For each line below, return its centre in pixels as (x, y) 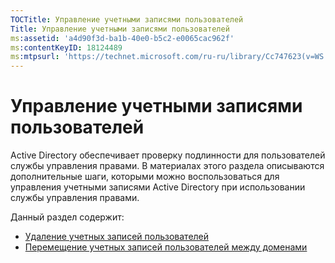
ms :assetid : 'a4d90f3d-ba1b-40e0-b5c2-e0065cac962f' (122, 38)
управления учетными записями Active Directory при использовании (158, 187)
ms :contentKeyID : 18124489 (66, 47)
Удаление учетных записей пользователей (117, 237)
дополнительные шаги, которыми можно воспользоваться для (145, 177)
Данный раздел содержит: (67, 217)
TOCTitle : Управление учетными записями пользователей (127, 19)
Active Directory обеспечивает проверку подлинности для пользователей (168, 155)
